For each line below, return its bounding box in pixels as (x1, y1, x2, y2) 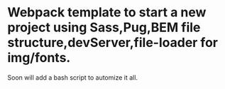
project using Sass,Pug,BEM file (7, 19, 201, 36)
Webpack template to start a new (7, 4, 207, 21)
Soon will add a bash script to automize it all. (7, 73, 138, 82)
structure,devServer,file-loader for (7, 35, 219, 51)
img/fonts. (7, 50, 71, 66)
